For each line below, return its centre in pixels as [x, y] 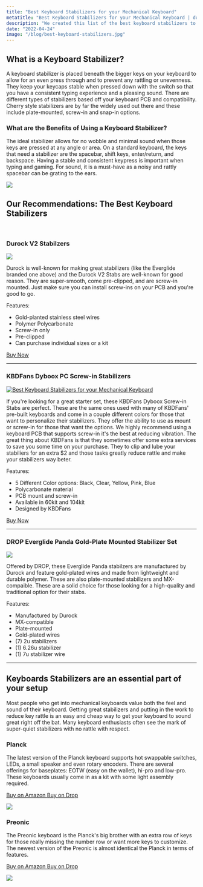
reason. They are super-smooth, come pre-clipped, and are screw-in [92, 281]
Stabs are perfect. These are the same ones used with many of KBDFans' [98, 407]
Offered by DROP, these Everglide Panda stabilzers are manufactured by [96, 566]
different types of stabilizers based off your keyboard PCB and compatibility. [101, 99]
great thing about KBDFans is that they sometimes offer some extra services [101, 440]
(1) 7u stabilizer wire [40, 654]
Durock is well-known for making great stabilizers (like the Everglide [91, 268]
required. [18, 783]
